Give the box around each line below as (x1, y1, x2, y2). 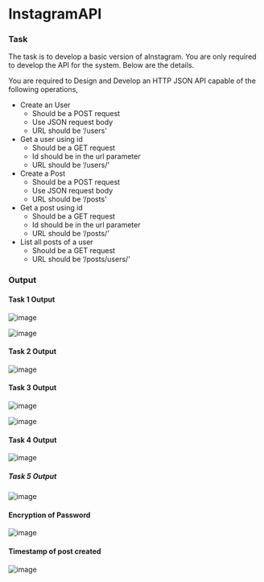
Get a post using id (19, 203, 83, 213)
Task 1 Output (8, 295, 56, 304)
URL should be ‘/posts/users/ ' (31, 255, 131, 264)
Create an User (19, 100, 71, 110)
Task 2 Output (8, 347, 57, 356)
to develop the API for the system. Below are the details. (8, 60, 195, 70)
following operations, (8, 85, 79, 94)
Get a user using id (19, 135, 83, 144)
